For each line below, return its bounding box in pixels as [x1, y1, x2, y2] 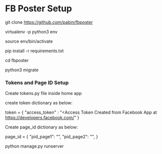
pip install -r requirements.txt [5, 48, 64, 54]
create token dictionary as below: [5, 100, 73, 106]
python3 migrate [5, 67, 39, 73]
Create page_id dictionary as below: [5, 124, 78, 130]
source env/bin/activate [5, 38, 53, 44]
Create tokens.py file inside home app [5, 91, 82, 96]
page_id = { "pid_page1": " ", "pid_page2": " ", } [5, 134, 98, 140]
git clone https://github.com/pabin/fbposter [5, 19, 93, 25]
